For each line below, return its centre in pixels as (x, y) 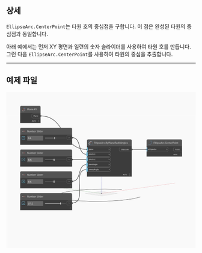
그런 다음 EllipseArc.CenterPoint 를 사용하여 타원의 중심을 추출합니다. (90, 54)
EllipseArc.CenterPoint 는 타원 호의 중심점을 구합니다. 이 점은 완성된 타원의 (96, 26)
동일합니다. (35, 34)
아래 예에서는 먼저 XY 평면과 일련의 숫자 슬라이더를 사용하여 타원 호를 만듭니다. (99, 46)
